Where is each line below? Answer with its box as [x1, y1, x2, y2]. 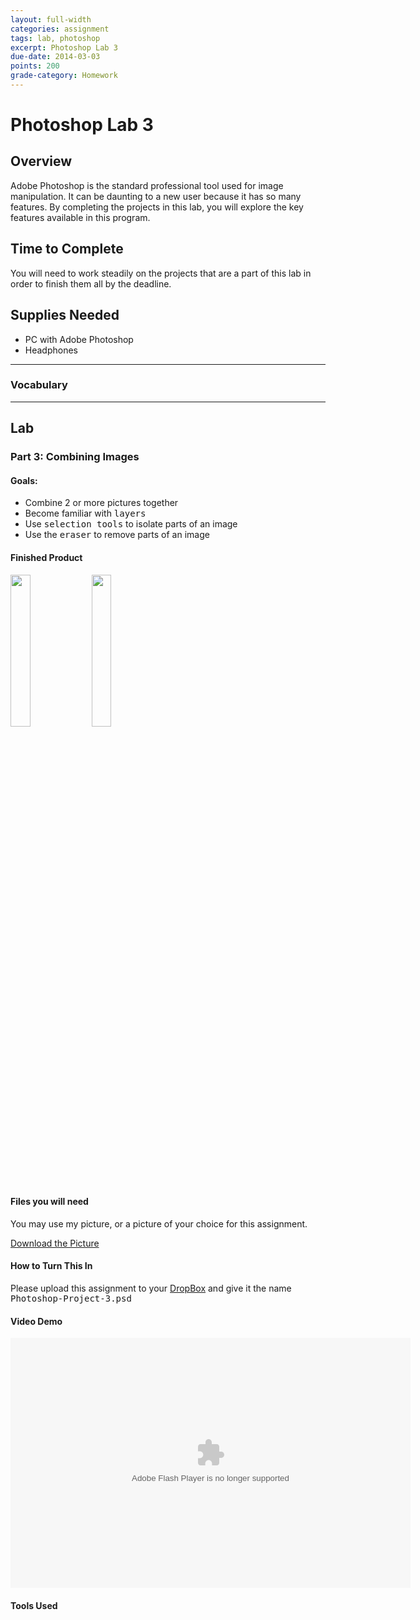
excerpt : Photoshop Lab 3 [10, 42, 118, 53]
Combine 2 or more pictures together [24, 497, 179, 509]
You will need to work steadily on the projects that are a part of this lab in [10, 267, 312, 279]
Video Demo [10, 1315, 63, 1327]
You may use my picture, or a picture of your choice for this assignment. [10, 1217, 308, 1230]
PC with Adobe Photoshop [24, 333, 134, 345]
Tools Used [10, 1599, 58, 1611]
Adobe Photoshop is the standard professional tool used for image [10, 179, 284, 191]
